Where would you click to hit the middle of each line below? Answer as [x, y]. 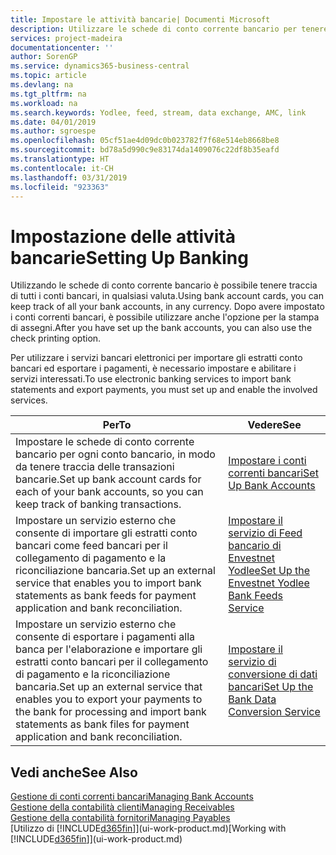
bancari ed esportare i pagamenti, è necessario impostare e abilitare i [153, 368]
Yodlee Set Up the [269, 571]
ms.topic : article [48, 76]
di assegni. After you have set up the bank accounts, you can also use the [161, 328]
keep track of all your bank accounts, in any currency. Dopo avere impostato [168, 307]
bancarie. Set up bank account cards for [108, 479]
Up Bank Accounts [272, 486]
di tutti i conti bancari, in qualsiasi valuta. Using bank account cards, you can [167, 296]
